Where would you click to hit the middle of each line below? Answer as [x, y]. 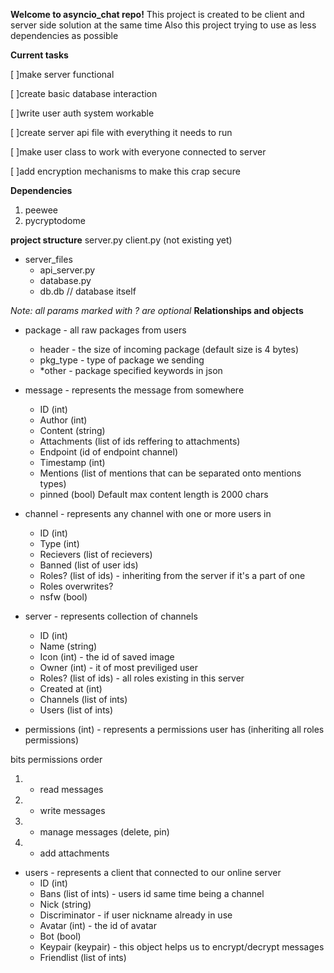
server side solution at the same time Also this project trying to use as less [163, 25]
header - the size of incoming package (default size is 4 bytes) [169, 349]
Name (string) [68, 646]
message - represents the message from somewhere [134, 390]
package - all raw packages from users [105, 330]
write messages [72, 810]
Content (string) [72, 430]
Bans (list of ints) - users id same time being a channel [152, 893]
